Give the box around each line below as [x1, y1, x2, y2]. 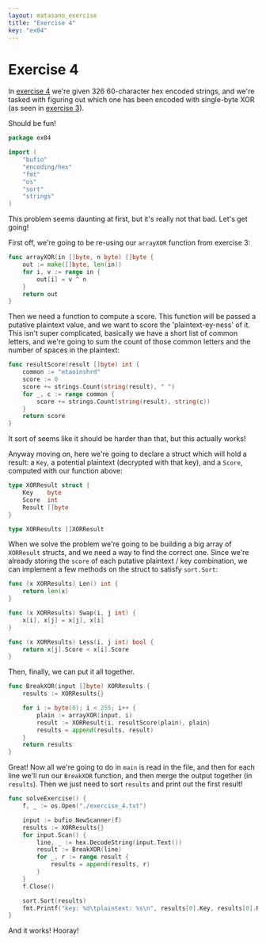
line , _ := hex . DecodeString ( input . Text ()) [36, 838, 182, 846]
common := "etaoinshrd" [22, 368, 101, 376]
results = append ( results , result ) [36, 726, 154, 734]
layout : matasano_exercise [8, 11, 97, 20]
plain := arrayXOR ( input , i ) [36, 711, 133, 719]
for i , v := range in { [22, 268, 101, 276]
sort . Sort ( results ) [22, 896, 87, 905]
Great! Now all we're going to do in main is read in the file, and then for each [8, 762, 256, 772]
